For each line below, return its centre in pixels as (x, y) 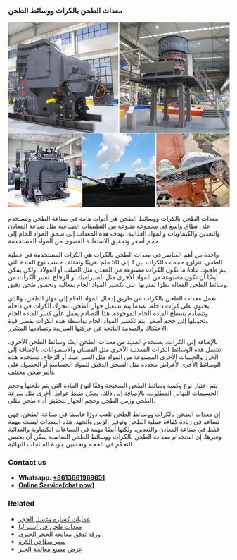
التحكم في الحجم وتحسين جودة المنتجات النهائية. (71, 444)
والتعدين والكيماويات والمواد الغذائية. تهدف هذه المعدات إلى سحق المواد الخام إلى (114, 233)
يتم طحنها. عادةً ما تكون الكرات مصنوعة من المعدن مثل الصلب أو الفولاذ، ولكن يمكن (117, 269)
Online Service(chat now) (56, 485)
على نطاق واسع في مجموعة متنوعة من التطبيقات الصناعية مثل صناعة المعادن (109, 226)
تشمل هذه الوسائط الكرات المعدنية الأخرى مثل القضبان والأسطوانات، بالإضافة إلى (115, 349)
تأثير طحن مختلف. (32, 372)
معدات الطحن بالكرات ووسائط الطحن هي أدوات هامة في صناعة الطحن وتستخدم (113, 218)
